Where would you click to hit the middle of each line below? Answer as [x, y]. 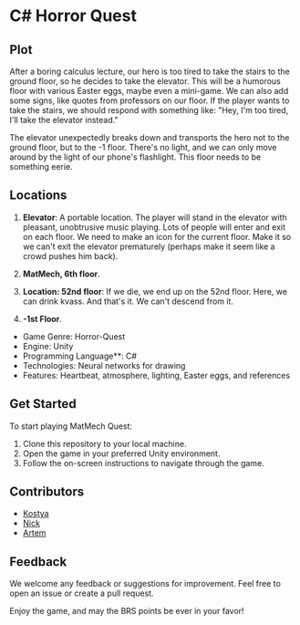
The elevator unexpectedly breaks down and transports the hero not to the [150, 137]
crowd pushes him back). [70, 255]
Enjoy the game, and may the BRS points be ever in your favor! [127, 611]
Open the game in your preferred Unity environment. [121, 453]
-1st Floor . [42, 318]
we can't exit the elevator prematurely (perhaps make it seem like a [149, 246]
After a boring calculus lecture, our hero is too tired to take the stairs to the [150, 71]
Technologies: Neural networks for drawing [104, 365]
